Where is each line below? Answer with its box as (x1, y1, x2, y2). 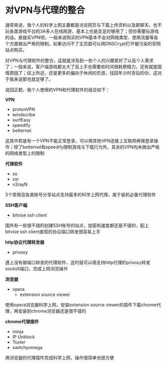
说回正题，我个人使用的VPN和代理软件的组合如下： (5, 87, 110, 93)
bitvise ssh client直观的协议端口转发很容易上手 (5, 229, 101, 235)
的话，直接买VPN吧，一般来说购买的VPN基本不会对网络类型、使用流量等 (5, 34, 154, 40)
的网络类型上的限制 (5, 150, 45, 156)
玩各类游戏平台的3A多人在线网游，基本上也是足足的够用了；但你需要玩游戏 (5, 28, 159, 34)
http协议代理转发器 (5, 239, 45, 245)
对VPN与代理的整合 (5, 4, 85, 16)
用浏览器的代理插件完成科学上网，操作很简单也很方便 (5, 355, 114, 361)
